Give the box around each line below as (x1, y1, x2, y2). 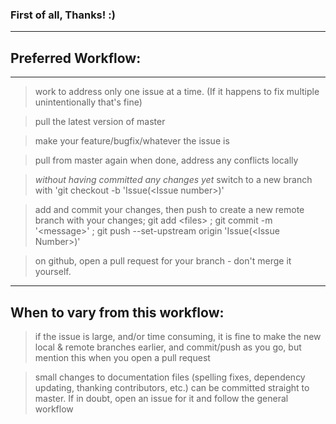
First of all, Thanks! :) (10, 8, 116, 22)
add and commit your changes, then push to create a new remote (34, 204, 305, 216)
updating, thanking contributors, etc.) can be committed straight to (34, 381, 310, 393)
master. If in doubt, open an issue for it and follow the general (34, 392, 289, 404)
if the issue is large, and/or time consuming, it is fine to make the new (34, 330, 322, 342)
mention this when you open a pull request (34, 351, 211, 363)
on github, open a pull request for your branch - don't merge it (34, 255, 292, 267)
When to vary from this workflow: (10, 304, 225, 321)
